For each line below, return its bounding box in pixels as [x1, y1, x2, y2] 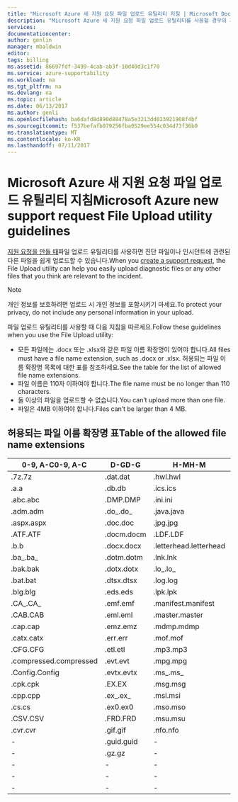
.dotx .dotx [104, 564, 139, 574]
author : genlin [7, 37, 52, 44]
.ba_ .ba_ [11, 552, 39, 562]
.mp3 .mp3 [153, 644, 188, 654]
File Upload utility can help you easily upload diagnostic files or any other [7, 264, 222, 273]
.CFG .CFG [11, 644, 45, 654]
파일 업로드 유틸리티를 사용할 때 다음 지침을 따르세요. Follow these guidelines [7, 323, 222, 332]
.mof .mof [153, 633, 184, 643]
